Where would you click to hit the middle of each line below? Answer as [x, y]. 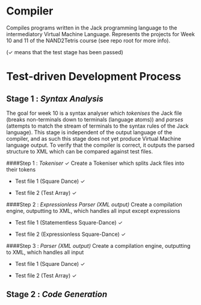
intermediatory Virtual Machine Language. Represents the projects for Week [100, 34]
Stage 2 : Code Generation [57, 294]
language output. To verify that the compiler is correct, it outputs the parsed [100, 145]
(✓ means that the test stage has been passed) [65, 52]
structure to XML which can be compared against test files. [80, 151]
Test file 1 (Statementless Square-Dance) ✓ [69, 222]
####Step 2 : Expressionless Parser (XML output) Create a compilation [94, 204]
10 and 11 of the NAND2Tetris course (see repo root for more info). [88, 40]
